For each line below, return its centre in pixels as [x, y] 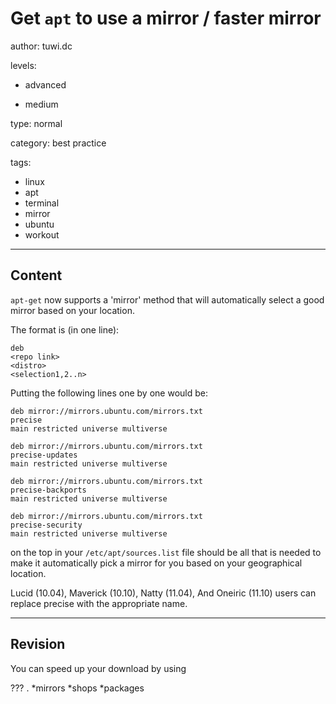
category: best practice [58, 143]
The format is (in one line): [65, 329]
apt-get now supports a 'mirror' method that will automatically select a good [167, 299]
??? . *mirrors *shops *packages [77, 688]
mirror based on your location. [72, 310]
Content [36, 275]
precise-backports [48, 490]
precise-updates [44, 455]
